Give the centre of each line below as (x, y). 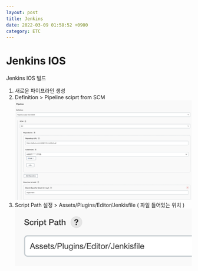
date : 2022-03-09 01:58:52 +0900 (47, 25)
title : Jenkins (25, 19)
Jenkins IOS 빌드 (26, 78)
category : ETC (24, 31)
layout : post (22, 12)
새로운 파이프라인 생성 (40, 91)
